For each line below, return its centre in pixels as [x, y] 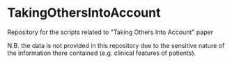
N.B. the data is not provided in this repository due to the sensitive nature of [116, 45]
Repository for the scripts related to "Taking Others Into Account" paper [110, 32]
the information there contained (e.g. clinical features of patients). [102, 53]
